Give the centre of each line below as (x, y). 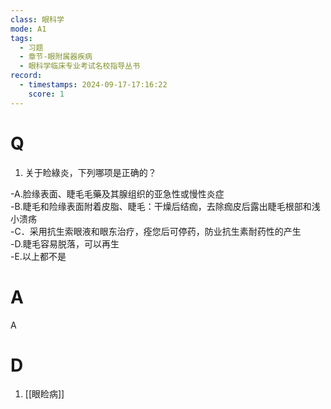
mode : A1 (28, 29)
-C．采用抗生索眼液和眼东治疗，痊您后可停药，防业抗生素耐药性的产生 (156, 231)
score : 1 (46, 94)
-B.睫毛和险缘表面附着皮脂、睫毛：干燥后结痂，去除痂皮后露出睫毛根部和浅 (165, 206)
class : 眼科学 (37, 19)
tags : (21, 38)
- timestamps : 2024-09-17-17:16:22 (93, 85)
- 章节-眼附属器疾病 (56, 57)
